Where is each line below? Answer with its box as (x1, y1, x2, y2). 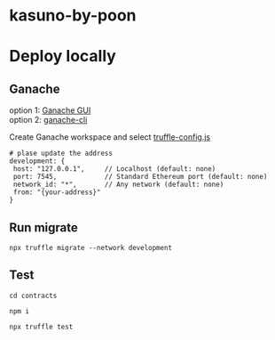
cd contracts (9, 291, 58, 300)
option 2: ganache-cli (9, 115, 88, 125)
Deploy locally (9, 46, 117, 67)
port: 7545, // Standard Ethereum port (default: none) (12, 173, 268, 182)
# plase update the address (9, 149, 114, 158)
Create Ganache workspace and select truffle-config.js (9, 132, 211, 142)
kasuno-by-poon (9, 5, 137, 26)
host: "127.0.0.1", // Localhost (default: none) (12, 165, 216, 174)
